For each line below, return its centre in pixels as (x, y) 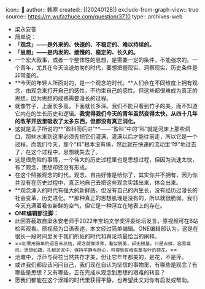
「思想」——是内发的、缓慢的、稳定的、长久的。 (76, 52)
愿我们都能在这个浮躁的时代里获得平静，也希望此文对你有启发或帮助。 (103, 280)
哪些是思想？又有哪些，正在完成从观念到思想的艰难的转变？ (90, 272)
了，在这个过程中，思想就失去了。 (58, 152)
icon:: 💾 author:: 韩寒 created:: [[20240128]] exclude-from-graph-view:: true (102, 10)
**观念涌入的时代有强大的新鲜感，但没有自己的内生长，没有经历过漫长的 (106, 190)
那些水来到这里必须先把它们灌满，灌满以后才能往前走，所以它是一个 (111, 137)
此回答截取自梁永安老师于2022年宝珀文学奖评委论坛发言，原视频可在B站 (106, 221)
